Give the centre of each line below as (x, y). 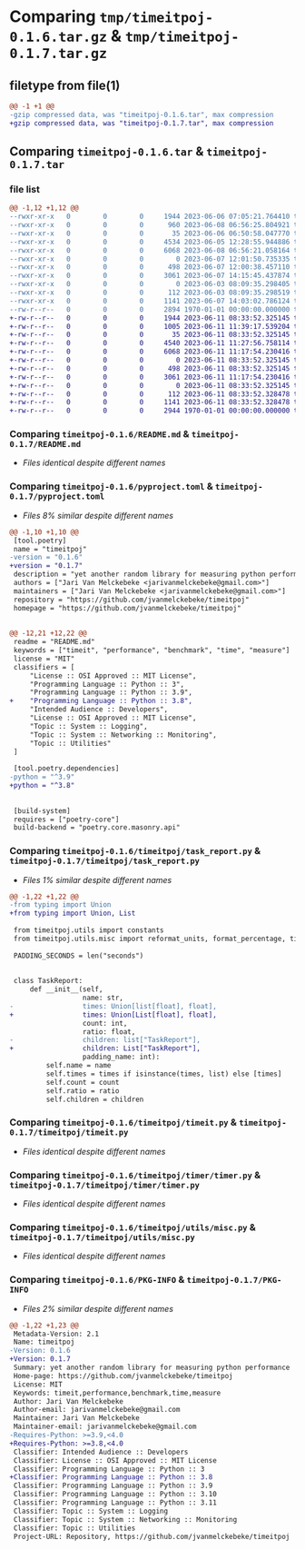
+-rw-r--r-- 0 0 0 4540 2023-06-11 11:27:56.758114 (150, 343)
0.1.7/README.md (45, 444)
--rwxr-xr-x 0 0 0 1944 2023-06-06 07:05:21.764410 (150, 217)
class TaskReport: (48, 981)
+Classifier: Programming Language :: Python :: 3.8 (111, 1477)
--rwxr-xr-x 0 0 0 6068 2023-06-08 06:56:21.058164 (150, 250)
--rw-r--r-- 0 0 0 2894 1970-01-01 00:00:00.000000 (150, 309)
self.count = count (83, 1082)
